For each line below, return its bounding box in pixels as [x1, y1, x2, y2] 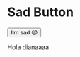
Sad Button [7, 4, 74, 20]
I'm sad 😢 [11, 29, 38, 36]
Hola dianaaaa [7, 43, 50, 51]
